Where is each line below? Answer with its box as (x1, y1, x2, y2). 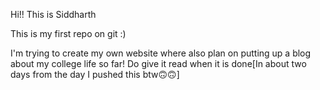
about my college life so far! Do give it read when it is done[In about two (10, 58, 307, 69)
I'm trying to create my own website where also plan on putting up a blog (10, 47, 312, 59)
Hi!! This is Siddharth (10, 9, 97, 20)
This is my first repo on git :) (10, 28, 127, 39)
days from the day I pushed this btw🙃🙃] (10, 69, 180, 80)
